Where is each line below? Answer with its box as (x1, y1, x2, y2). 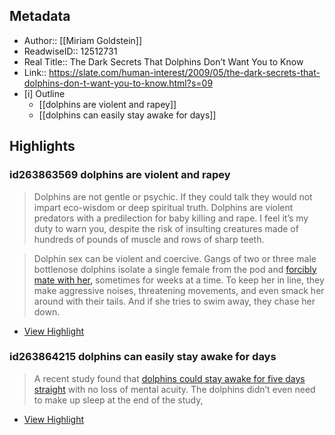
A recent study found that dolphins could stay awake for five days (33, 372, 306, 384)
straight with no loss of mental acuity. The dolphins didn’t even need (33, 383, 316, 395)
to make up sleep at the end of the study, (33, 394, 204, 406)
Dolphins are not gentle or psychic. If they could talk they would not (33, 190, 313, 203)
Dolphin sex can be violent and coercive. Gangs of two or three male (33, 252, 317, 264)
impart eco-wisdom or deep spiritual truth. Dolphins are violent (33, 201, 294, 213)
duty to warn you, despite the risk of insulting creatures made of (33, 222, 299, 234)
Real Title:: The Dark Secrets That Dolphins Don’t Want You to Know (23, 55, 304, 68)
